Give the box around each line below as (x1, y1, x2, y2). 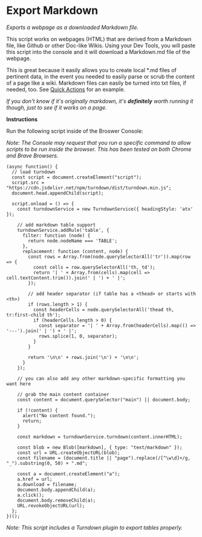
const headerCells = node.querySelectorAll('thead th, (33, 306, 174, 312)
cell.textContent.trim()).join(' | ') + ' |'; (6, 275, 126, 281)
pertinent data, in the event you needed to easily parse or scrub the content (6, 73, 195, 80)
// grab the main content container (17, 391, 110, 397)
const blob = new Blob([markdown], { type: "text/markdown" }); (17, 444, 183, 450)
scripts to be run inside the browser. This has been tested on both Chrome (6, 145, 192, 153)
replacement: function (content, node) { (22, 248, 129, 254)
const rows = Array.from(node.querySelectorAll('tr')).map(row (28, 254, 191, 260)
